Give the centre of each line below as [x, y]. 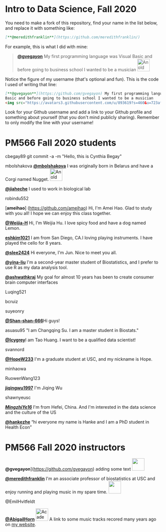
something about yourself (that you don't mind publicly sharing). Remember [82, 117]
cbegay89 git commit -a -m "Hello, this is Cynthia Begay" [63, 157]
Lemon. [13, 228]
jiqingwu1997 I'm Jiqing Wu [34, 388]
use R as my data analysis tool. [37, 267]
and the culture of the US [31, 413]
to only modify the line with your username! [49, 123]
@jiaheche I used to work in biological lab [48, 189]
